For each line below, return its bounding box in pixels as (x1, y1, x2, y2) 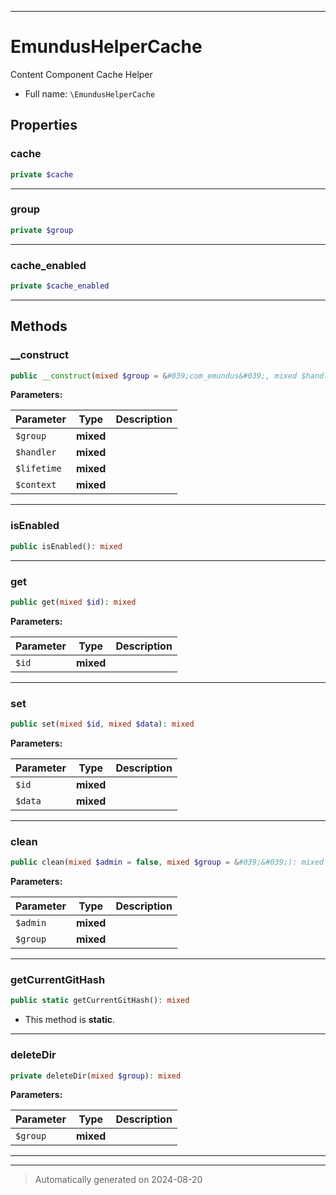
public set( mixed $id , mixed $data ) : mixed (10, 719, 195, 730)
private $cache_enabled (10, 281, 110, 291)
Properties (10, 117, 78, 134)
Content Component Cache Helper (10, 68, 153, 80)
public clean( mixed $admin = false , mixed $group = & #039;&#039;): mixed (10, 857, 325, 868)
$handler (15, 447, 57, 458)
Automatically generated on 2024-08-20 (34, 1174, 203, 1186)
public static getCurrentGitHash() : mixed (10, 996, 190, 1006)
